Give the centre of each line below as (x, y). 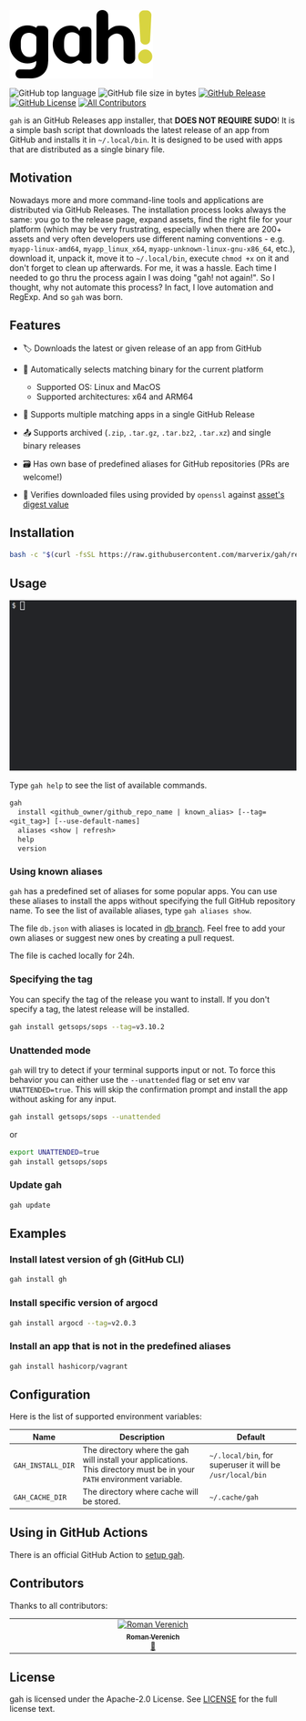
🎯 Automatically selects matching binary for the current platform (143, 369)
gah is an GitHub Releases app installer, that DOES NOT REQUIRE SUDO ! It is (153, 120)
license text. (32, 1709)
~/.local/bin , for (241, 1455)
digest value (46, 504)
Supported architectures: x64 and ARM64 (115, 397)
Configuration (50, 1394)
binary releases (51, 445)
